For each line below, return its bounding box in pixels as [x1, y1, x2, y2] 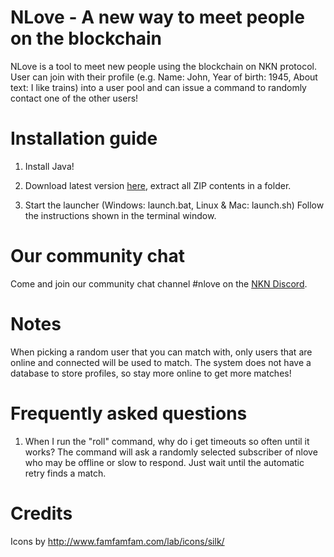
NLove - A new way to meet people [10, 6, 305, 29]
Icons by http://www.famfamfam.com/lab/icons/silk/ [10, 535, 225, 547]
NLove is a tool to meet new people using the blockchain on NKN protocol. [10, 60, 317, 72]
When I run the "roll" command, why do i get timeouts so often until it [24, 435, 310, 447]
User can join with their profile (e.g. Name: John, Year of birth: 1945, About [10, 71, 318, 83]
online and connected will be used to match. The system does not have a [10, 356, 312, 368]
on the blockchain [10, 27, 162, 50]
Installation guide [10, 127, 158, 150]
